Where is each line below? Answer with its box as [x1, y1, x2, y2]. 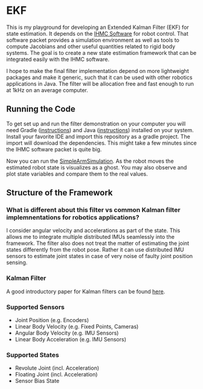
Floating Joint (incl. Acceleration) [14, 371, 98, 378]
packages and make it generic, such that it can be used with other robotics [6, 74, 193, 81]
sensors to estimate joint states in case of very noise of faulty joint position [6, 253, 193, 260]
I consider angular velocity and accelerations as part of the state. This [6, 227, 181, 234]
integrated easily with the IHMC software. [6, 55, 110, 63]
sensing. [6, 259, 28, 266]
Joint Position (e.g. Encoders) [14, 317, 89, 324]
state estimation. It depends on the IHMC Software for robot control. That [6, 30, 188, 37]
